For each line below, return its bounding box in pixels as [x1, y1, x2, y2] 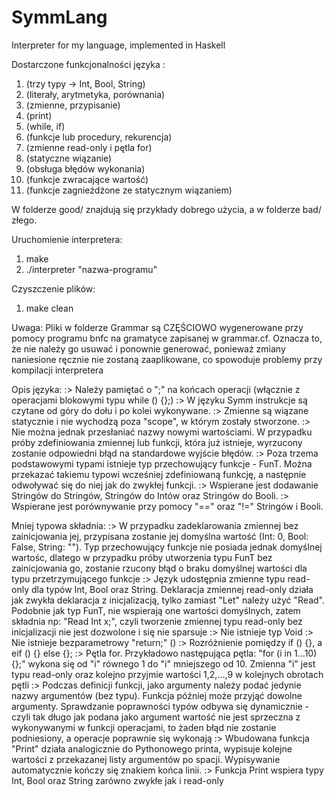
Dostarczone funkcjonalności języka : [11, 58, 166, 70]
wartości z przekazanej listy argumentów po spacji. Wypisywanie [11, 753, 281, 765]
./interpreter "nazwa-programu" [25, 263, 158, 275]
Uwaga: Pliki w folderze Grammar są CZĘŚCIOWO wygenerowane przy [11, 321, 304, 333]
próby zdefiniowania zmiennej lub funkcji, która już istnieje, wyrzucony [11, 436, 303, 448]
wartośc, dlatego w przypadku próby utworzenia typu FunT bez [11, 551, 273, 563]
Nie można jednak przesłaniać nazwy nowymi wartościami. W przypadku [11, 426, 313, 438]
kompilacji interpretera [11, 364, 104, 376]
